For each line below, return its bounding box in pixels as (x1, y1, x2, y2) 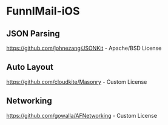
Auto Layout (6, 62, 53, 72)
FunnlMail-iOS (6, 4, 80, 18)
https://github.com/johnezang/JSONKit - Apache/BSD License (6, 44, 162, 52)
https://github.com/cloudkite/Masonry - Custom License (6, 78, 147, 86)
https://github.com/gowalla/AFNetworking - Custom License (6, 112, 158, 119)
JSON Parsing (6, 29, 61, 39)
